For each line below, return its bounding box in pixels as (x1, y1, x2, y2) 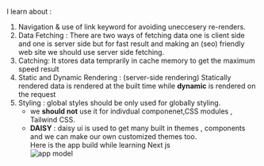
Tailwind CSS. (29, 115, 76, 124)
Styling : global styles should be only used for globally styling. (17, 98, 221, 107)
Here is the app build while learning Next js (29, 141, 170, 149)
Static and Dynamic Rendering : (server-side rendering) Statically (17, 73, 231, 82)
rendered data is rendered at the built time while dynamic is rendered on (17, 81, 256, 91)
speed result (17, 64, 59, 74)
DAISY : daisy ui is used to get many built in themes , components (29, 123, 246, 133)
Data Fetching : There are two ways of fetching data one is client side (17, 31, 246, 40)
